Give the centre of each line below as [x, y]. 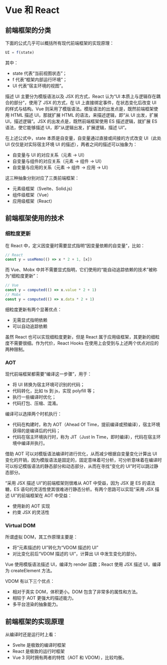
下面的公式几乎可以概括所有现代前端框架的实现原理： [60, 43]
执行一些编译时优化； [34, 397]
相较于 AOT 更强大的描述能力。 [44, 598]
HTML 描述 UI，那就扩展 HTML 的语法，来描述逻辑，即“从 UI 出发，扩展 [84, 115]
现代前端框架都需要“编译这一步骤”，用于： [48, 374]
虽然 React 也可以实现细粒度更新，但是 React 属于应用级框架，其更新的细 [80, 336]
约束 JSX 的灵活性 [31, 512]
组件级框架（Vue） [32, 194]
